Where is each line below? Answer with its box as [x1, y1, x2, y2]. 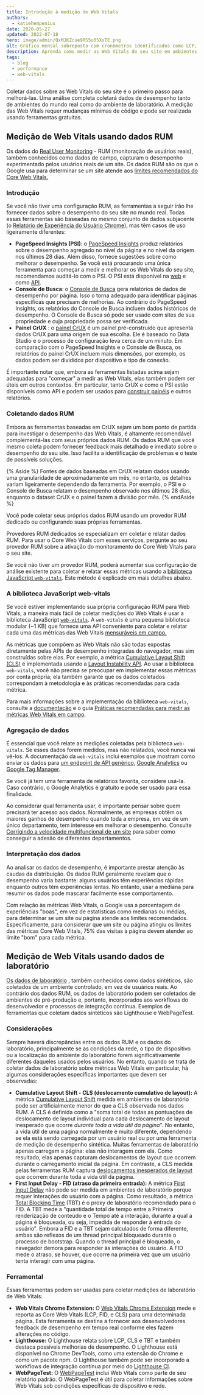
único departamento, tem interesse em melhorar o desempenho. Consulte [6, 821, 192, 829]
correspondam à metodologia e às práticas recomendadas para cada [6, 680, 180, 687]
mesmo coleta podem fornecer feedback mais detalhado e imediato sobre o [6, 443, 197, 450]
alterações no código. [15, 1330, 70, 1337]
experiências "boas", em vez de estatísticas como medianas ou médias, [6, 908, 187, 915]
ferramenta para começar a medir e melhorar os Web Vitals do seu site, [15, 266, 195, 273]
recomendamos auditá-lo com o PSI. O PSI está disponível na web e [15, 272, 186, 280]
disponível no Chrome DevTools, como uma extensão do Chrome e [15, 1349, 183, 1357]
